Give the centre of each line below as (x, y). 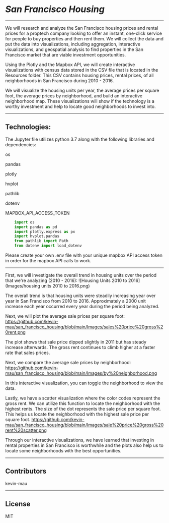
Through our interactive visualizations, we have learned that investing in (80, 440)
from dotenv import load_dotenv (48, 246)
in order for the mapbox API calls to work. (48, 260)
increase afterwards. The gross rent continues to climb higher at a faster (80, 347)
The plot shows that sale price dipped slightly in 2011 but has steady (76, 342)
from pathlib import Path (41, 241)
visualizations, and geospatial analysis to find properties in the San (74, 49)
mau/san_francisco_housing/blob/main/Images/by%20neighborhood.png (81, 373)
